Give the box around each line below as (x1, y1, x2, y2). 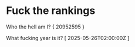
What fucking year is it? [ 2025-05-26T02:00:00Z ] (6, 34, 130, 41)
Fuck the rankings (6, 4, 96, 17)
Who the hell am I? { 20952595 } (6, 23, 85, 30)
